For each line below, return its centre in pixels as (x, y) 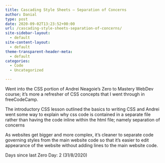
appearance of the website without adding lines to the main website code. (81, 145)
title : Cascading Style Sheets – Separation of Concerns (66, 10)
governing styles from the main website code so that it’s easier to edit (77, 140)
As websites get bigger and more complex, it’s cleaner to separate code (79, 135)
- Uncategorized (27, 70)
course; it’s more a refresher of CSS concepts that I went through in (75, 94)
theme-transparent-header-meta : (39, 51)
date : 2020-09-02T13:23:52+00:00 (40, 24)
